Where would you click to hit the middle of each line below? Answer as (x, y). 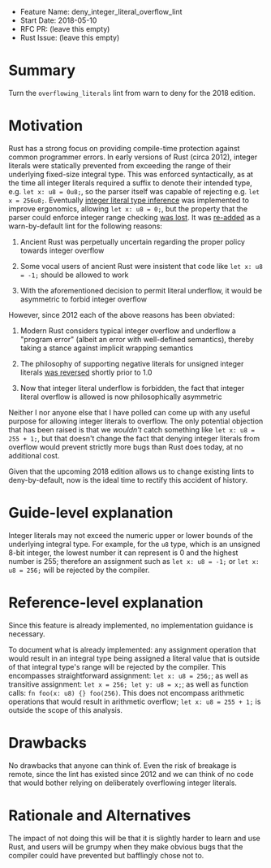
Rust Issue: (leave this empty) (70, 37)
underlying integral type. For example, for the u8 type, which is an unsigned (135, 544)
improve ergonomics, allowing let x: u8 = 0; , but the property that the (128, 208)
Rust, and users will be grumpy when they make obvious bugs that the (126, 846)
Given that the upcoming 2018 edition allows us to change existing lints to (131, 471)
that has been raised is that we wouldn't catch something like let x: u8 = (132, 429)
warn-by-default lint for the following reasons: (85, 226)
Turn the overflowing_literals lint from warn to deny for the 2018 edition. (132, 93)
